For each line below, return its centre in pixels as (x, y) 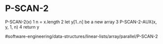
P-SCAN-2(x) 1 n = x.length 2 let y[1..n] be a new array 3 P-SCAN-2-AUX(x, (81, 22)
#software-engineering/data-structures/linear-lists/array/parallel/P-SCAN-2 (81, 36)
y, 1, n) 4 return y (22, 27)
